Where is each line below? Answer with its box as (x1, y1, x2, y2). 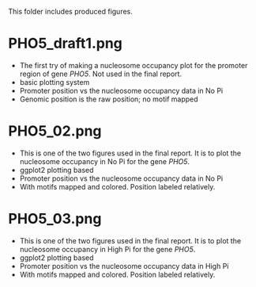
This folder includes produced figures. (8, 7, 133, 16)
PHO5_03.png (8, 210, 102, 228)
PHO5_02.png (8, 122, 102, 140)
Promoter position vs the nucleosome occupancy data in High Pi (19, 261, 229, 270)
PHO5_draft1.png (8, 35, 122, 52)
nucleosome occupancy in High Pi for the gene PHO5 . (19, 244, 196, 254)
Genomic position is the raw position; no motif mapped (19, 94, 199, 104)
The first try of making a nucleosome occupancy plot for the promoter (19, 60, 248, 70)
